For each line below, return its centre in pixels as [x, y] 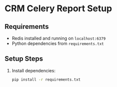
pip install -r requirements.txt [46, 79]
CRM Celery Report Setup [58, 9]
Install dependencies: [34, 70]
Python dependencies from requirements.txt [58, 43]
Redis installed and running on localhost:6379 [58, 38]
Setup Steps [24, 59]
